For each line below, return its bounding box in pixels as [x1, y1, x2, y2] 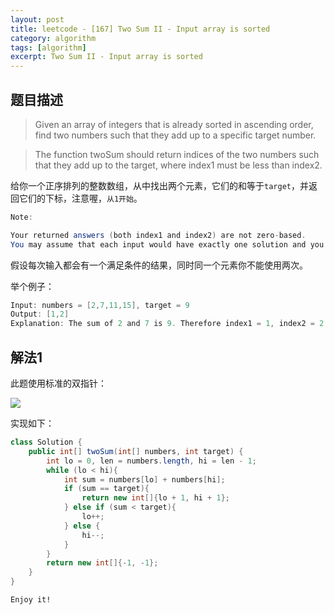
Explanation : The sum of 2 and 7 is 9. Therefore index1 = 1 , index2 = [10, 319, 315, 329]
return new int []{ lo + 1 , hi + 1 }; [81, 493, 230, 503]
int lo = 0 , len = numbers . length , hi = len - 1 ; [46, 456, 257, 466]
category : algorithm [10, 33, 97, 43]
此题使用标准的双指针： [10, 377, 107, 389]
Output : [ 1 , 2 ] [10, 309, 70, 320]
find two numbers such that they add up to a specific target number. [34, 129, 317, 141]
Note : [10, 212, 33, 222]
